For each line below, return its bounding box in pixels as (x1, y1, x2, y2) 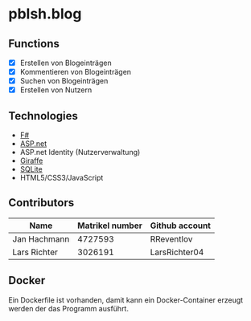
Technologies (8, 109, 79, 123)
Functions (8, 37, 60, 51)
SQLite (19, 165, 43, 174)
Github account (150, 220, 212, 231)
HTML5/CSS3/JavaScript (19, 173, 104, 183)
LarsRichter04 (150, 246, 204, 258)
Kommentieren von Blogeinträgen (19, 67, 131, 77)
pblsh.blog (8, 5, 82, 23)
